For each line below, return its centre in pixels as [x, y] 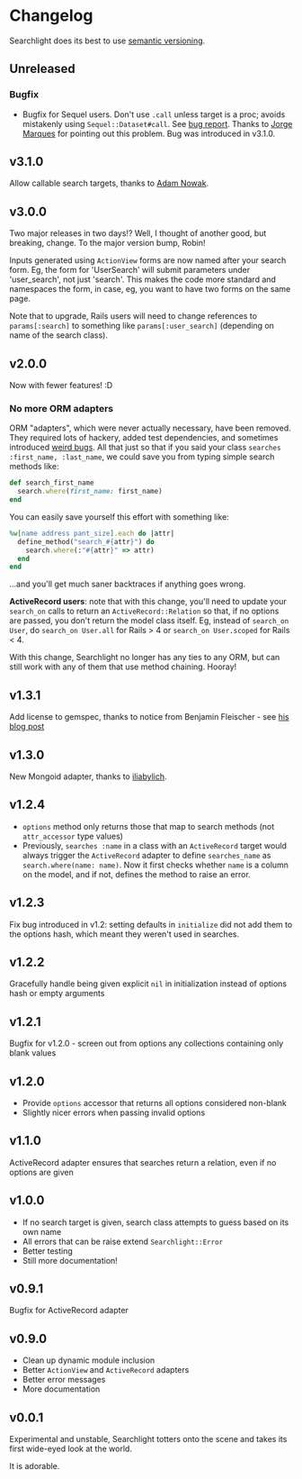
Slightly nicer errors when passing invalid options [114, 1112]
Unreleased [43, 69]
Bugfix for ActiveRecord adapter [69, 1311]
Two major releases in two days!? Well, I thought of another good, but [138, 233]
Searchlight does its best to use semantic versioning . [107, 41]
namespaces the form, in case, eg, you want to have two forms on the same [150, 289]
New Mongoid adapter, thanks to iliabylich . [89, 776]
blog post [27, 727]
